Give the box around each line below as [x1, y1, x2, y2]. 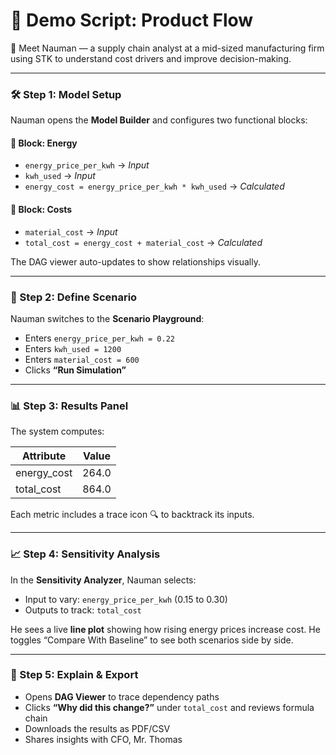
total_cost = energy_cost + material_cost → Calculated [24, 236, 263, 248]
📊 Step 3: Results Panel [10, 399, 129, 413]
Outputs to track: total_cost [24, 604, 142, 616]
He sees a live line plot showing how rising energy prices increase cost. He [10, 623, 321, 635]
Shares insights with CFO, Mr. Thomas [24, 733, 183, 745]
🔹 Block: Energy [10, 137, 78, 149]
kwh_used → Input [24, 170, 96, 182]
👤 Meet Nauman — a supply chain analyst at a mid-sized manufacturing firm [10, 42, 325, 54]
